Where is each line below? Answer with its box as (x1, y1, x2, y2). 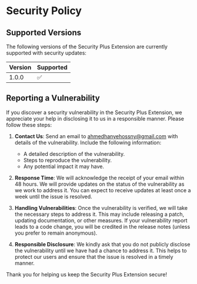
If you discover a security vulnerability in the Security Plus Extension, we (6, 109, 182, 116)
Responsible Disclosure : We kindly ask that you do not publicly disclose (14, 240, 191, 248)
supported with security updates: (6, 49, 87, 56)
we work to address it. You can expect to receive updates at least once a (14, 186, 191, 193)
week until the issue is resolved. (14, 193, 92, 200)
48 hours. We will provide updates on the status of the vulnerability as (14, 181, 185, 188)
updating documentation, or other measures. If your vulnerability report (14, 216, 188, 224)
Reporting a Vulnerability (6, 93, 100, 103)
